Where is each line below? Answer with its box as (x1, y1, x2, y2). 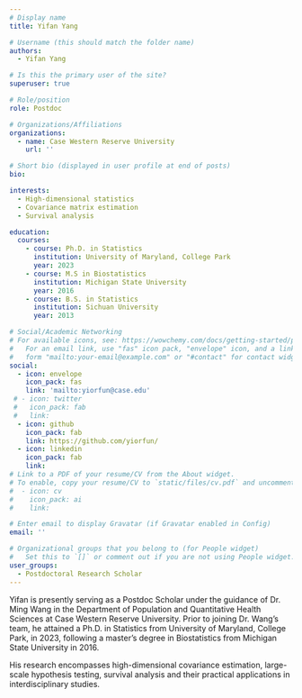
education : (9, 227, 50, 237)
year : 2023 (32, 261, 75, 270)
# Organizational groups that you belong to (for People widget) (9, 544, 259, 554)
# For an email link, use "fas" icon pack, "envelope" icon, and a (9, 344, 276, 353)
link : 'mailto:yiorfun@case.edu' (25, 386, 151, 395)
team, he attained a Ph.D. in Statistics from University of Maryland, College (9, 622, 286, 633)
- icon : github (17, 420, 75, 429)
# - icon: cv (9, 486, 63, 495)
